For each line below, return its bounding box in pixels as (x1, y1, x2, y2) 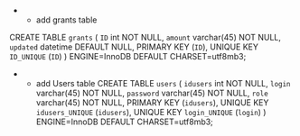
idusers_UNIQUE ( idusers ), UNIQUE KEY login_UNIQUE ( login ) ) (35, 107, 267, 117)
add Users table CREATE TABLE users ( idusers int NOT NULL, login (35, 78, 291, 88)
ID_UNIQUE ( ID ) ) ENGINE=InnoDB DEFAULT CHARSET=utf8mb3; (9, 51, 247, 61)
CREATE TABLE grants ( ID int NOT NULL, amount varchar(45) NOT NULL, (9, 32, 282, 42)
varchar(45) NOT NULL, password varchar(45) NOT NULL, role (35, 87, 268, 98)
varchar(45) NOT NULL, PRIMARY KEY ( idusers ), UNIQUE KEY (35, 97, 269, 108)
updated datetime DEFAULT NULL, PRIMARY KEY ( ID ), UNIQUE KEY (9, 41, 259, 52)
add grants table (35, 14, 98, 25)
